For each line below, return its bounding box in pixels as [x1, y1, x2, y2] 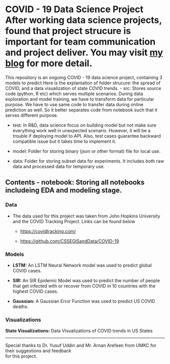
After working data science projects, [5, 14, 162, 26]
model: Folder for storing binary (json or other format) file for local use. [12, 148, 161, 154]
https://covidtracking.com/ [20, 228, 76, 234]
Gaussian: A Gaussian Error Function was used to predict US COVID [12, 298, 155, 304]
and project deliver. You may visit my [5, 47, 163, 58]
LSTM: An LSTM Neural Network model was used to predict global [12, 262, 152, 268]
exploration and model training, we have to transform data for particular [5, 96, 154, 102]
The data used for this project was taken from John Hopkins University [12, 213, 160, 219]
